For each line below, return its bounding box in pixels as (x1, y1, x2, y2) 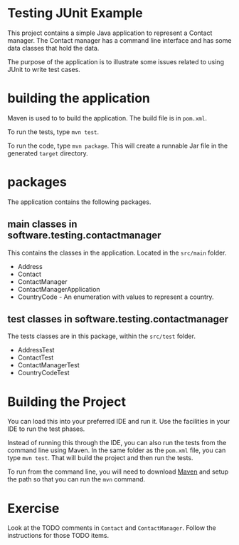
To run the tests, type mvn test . (7, 127, 100, 136)
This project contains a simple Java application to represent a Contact (7, 29, 213, 37)
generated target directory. (7, 148, 89, 158)
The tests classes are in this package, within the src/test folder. (7, 332, 196, 340)
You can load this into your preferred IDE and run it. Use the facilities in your (7, 417, 230, 426)
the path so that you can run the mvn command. (7, 475, 146, 484)
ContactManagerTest (17, 361, 80, 370)
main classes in (7, 218, 78, 230)
